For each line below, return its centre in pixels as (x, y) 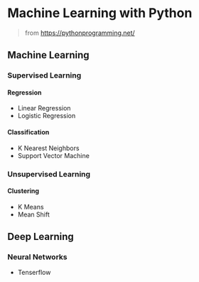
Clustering (23, 191)
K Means (31, 207)
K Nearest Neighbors (48, 148)
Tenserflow (34, 273)
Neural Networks (37, 257)
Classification (28, 132)
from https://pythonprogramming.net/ (80, 33)
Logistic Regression (47, 116)
